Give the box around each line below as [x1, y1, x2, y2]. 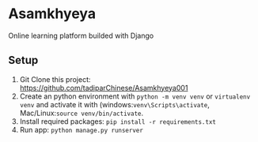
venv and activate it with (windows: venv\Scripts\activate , [19, 99, 210, 109]
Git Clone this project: [19, 74, 91, 84]
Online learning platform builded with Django [8, 31, 154, 40]
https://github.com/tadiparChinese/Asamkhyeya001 [19, 83, 188, 92]
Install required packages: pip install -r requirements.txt [19, 116, 216, 126]
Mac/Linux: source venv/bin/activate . [19, 108, 144, 118]
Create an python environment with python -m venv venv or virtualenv [19, 92, 251, 101]
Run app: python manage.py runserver [19, 125, 144, 134]
